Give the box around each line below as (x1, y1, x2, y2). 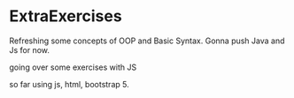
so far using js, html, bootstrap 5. (9, 79, 130, 89)
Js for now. (9, 44, 50, 55)
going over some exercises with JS (9, 62, 137, 72)
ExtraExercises (9, 6, 122, 26)
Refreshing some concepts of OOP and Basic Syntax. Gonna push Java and (9, 35, 285, 46)
